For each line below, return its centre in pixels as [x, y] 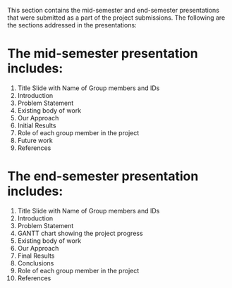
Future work [35, 140]
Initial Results [37, 125]
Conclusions [36, 263]
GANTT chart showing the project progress [80, 233]
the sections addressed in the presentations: [72, 25]
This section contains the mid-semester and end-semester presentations [114, 10]
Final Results [36, 256]
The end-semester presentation [103, 176]
